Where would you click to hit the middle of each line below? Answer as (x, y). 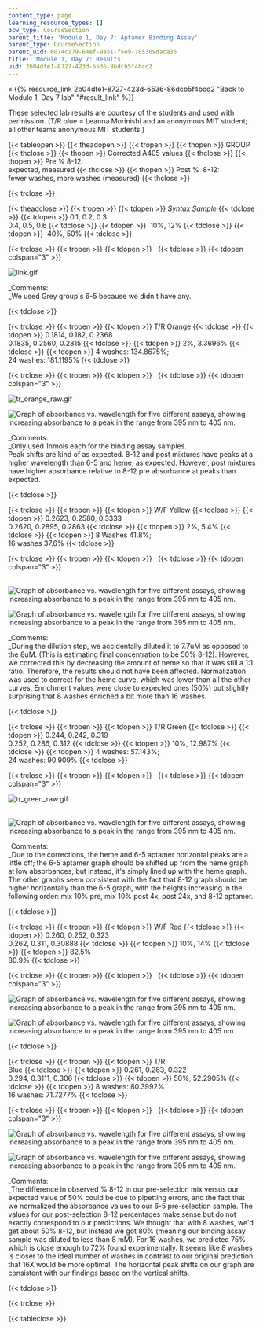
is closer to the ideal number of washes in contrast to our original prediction (131, 1256)
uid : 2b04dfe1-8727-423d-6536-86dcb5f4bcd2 (80, 67)
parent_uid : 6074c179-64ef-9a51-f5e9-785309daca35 (93, 52)
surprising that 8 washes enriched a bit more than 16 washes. (108, 696)
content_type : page (40, 15)
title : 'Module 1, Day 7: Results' (66, 60)
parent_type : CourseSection (54, 45)
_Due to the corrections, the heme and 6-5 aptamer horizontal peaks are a (128, 854)
